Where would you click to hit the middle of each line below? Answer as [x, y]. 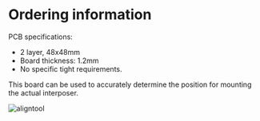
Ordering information [80, 15]
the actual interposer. [43, 92]
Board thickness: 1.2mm [59, 60]
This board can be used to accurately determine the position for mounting [130, 84]
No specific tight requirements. [71, 68]
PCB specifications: [41, 37]
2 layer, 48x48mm [50, 52]
